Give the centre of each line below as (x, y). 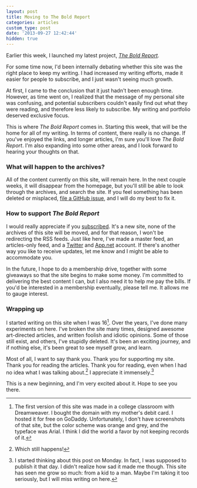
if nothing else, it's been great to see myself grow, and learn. (79, 347)
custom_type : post (28, 28)
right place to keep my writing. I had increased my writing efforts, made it (95, 73)
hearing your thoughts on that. (43, 152)
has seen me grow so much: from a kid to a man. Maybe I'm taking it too (102, 473)
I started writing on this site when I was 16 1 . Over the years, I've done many (97, 322)
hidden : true (22, 39)
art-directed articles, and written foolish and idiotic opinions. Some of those (97, 335)
